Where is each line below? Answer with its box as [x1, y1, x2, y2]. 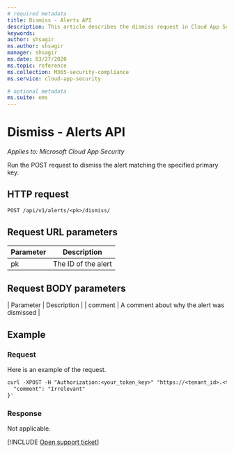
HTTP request [7, 188, 70, 200]
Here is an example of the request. [7, 366, 107, 374]
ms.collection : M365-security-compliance [7, 68, 130, 75]
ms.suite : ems [7, 94, 49, 101]
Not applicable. [7, 424, 51, 433]
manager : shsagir [7, 50, 58, 57]
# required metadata [7, 10, 68, 17]
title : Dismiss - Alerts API [7, 17, 92, 24]
